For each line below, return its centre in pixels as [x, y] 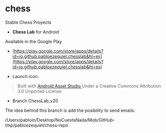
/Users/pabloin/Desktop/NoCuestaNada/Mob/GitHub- [60, 120]
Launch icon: [26, 76]
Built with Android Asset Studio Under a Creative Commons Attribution [89, 86]
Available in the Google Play [33, 41]
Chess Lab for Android [36, 32]
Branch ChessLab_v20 [35, 101]
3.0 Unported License [39, 91]
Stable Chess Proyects [28, 22]
